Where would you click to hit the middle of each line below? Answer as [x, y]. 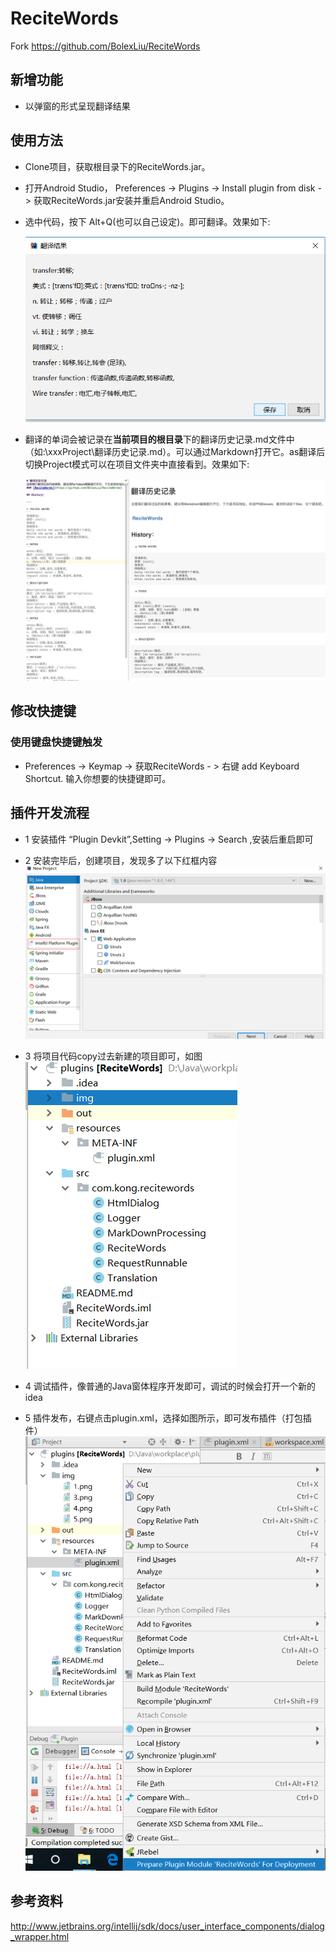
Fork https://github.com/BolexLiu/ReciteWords [105, 46]
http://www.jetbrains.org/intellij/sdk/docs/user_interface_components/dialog [167, 1926]
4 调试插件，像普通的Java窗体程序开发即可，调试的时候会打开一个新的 [170, 1386]
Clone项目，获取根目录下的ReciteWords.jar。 [117, 166]
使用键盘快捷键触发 [56, 742]
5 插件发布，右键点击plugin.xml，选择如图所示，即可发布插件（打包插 [168, 1418]
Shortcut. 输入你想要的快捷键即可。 [98, 778]
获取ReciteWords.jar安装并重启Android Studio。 [131, 200]
